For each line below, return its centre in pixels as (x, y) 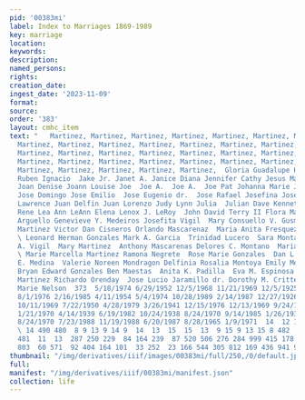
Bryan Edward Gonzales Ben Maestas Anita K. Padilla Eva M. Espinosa (156, 272)
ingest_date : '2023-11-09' (60, 94)
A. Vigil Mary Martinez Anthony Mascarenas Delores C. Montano (144, 246)
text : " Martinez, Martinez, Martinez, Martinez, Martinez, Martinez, (150, 136)
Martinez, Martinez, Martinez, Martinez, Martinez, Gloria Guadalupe (154, 170)
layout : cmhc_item (44, 128)
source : (24, 111)
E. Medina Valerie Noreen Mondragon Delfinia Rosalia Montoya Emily (152, 263)
